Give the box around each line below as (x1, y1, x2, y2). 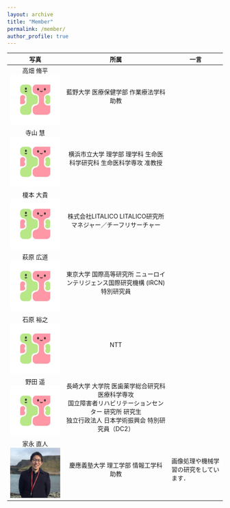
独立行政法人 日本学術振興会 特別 (66, 415, 159, 424)
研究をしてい (183, 465, 220, 473)
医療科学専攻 (97, 390, 134, 398)
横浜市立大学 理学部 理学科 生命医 (68, 150, 164, 158)
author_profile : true (7, 33, 69, 40)
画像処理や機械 (171, 457, 214, 465)
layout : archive (7, 11, 53, 18)
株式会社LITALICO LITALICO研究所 (67, 213, 164, 221)
